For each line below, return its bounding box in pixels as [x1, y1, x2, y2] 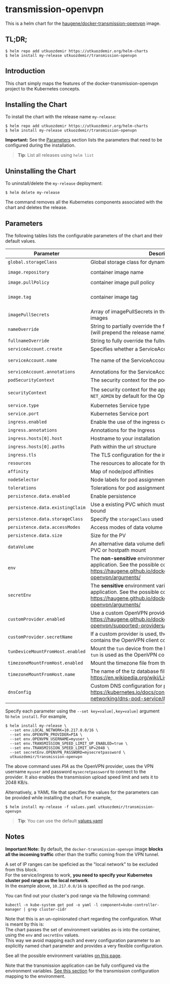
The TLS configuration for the [90, 452, 161, 458]
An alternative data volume [90, 540, 154, 547]
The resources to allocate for [90, 460, 159, 466]
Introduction [5, 67, 46, 76]
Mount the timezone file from [90, 660, 159, 666]
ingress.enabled [8, 419, 47, 425]
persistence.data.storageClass [8, 516, 83, 522]
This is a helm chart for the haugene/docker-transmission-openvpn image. [5, 20, 161, 26]
